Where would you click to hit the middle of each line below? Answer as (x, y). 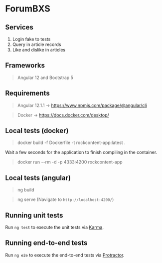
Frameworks (25, 65)
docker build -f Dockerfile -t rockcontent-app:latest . (71, 142)
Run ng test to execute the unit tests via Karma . (54, 227)
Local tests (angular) (38, 178)
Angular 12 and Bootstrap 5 (45, 77)
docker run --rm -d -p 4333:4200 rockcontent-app (70, 162)
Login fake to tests (31, 39)
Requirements (27, 93)
